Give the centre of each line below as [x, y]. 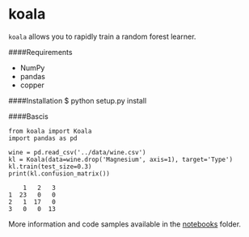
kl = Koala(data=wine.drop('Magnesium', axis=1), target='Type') [120, 159]
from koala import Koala [50, 131]
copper [32, 85]
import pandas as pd [43, 138]
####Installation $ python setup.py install [78, 100]
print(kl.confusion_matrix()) [59, 174]
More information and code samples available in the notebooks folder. [124, 224]
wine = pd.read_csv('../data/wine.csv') [78, 152]
